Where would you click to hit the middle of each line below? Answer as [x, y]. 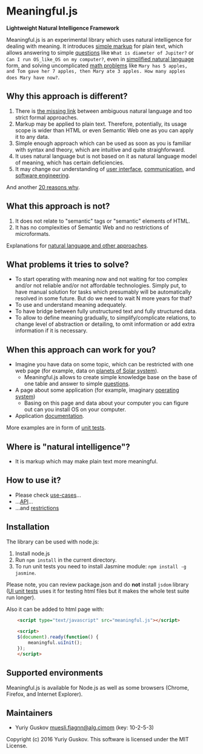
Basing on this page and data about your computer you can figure [106, 403]
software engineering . [43, 175]
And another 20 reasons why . [43, 187]
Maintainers [30, 713]
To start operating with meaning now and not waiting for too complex [101, 279]
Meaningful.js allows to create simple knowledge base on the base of [111, 377]
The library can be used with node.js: [53, 542]
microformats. [32, 234]
